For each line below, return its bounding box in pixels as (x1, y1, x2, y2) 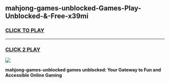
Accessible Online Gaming (5, 72, 62, 78)
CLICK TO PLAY (5, 27, 45, 34)
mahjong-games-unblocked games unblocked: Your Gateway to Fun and (5, 66, 161, 72)
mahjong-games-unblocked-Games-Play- (5, 4, 142, 13)
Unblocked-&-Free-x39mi (5, 12, 89, 21)
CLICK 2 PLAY (5, 46, 40, 53)
